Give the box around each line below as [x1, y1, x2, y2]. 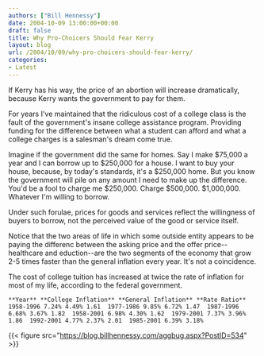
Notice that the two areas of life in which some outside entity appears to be [8, 231, 254, 241]
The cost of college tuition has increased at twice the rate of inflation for [8, 272, 244, 281]
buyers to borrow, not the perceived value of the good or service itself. [8, 215, 239, 225]
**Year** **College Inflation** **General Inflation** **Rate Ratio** [8, 296, 247, 304]
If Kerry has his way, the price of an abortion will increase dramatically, [8, 85, 240, 95]
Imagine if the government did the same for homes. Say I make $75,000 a [8, 149, 248, 159]
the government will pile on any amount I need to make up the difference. [8, 175, 247, 184]
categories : [8, 56, 48, 64]
